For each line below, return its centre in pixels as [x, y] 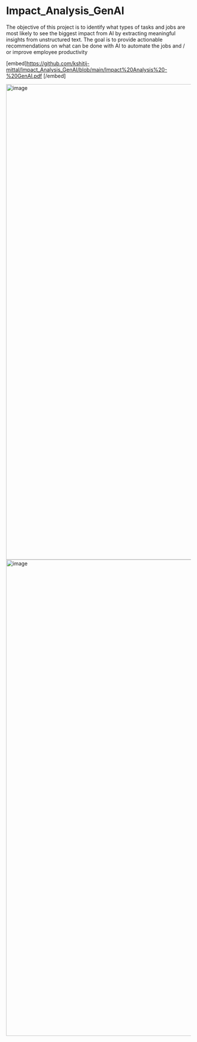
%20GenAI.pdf [24, 76]
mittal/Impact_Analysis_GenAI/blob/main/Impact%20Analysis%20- [87, 69]
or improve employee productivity [47, 52]
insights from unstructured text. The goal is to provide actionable [84, 39]
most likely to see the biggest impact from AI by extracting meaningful [91, 33]
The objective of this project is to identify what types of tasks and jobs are [96, 27]
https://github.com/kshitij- [58, 63]
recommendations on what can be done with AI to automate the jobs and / [96, 46]
